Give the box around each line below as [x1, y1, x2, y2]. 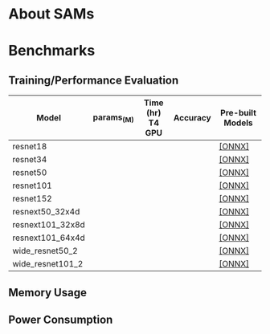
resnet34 [12, 154, 47, 165]
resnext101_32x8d [12, 219, 86, 230]
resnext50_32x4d [12, 206, 80, 218]
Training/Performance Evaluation [8, 73, 179, 87]
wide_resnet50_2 [12, 246, 78, 257]
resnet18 [12, 141, 47, 153]
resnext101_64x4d [12, 232, 86, 243]
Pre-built [220, 108, 257, 119]
